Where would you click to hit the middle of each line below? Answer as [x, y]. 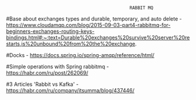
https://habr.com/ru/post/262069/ [47, 73]
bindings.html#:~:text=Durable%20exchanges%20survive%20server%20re [98, 37]
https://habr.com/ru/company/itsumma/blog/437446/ [70, 90]
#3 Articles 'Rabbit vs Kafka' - [43, 84]
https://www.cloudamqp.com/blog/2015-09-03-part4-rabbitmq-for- [88, 25]
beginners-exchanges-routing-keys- [50, 31]
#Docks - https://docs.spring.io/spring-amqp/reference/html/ [80, 55]
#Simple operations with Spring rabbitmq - [58, 66]
